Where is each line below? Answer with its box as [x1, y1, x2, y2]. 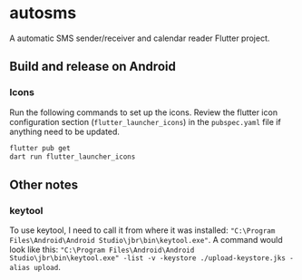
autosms [9, 3, 77, 24]
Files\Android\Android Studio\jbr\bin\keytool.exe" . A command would [9, 235, 283, 246]
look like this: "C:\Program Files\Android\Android [9, 244, 195, 256]
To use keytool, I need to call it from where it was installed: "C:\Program [9, 225, 276, 236]
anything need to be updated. [9, 126, 121, 137]
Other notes [9, 177, 79, 192]
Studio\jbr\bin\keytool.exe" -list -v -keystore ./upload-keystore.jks [9, 254, 286, 263]
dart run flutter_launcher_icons [9, 152, 136, 161]
